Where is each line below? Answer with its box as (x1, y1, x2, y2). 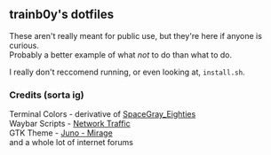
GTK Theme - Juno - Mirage (9, 128, 113, 138)
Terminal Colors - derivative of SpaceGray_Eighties (9, 109, 196, 120)
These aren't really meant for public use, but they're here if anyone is (9, 30, 262, 41)
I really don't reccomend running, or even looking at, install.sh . (9, 66, 246, 77)
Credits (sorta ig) (9, 89, 84, 101)
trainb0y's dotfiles (9, 7, 114, 22)
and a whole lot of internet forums (9, 137, 133, 148)
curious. (9, 40, 40, 50)
